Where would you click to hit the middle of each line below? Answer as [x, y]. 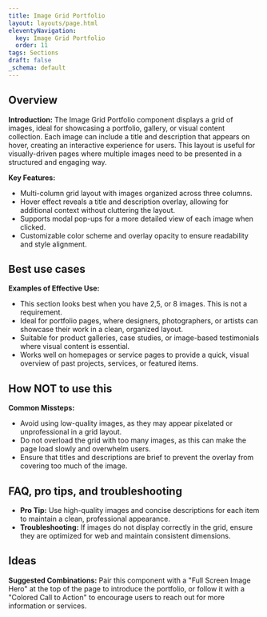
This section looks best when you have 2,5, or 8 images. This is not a [133, 304]
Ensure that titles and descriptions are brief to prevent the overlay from [137, 458]
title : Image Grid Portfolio [57, 16]
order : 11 [32, 46]
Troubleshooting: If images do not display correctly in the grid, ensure [136, 527]
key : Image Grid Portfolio [60, 38]
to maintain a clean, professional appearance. [95, 519]
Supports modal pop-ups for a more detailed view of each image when [136, 218]
